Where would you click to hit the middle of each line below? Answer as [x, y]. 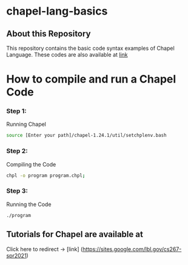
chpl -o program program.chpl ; [46, 175]
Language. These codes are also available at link [67, 55]
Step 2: [17, 151]
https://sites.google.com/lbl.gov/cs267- [132, 249]
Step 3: [17, 191]
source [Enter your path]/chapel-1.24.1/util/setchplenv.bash [86, 136]
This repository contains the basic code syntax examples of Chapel [90, 48]
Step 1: [16, 111]
